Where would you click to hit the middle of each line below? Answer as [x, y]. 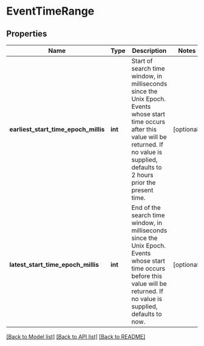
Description [149, 51]
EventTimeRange [50, 11]
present [142, 190]
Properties [27, 34]
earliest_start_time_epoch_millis [57, 129]
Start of [142, 61]
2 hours [142, 175]
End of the [146, 208]
